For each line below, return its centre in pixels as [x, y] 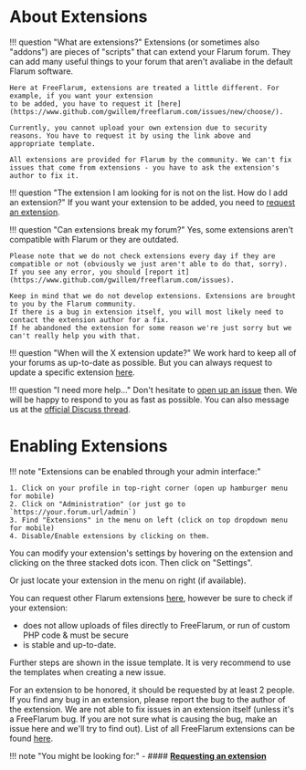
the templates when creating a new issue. [88, 671]
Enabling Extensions [89, 447]
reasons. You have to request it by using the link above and [130, 135]
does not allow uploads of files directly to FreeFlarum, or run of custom [156, 625]
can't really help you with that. [75, 336]
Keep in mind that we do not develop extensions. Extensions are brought [153, 296]
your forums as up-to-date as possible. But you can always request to [141, 362]
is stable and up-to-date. [69, 644]
